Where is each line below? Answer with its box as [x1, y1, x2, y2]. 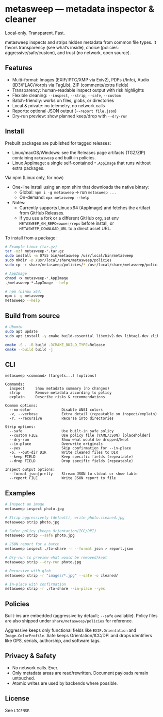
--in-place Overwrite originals [9, 442, 103, 446]
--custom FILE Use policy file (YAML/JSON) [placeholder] [9, 433, 151, 438]
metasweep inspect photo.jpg [5, 506, 64, 511]
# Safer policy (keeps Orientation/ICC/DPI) [5, 528, 97, 533]
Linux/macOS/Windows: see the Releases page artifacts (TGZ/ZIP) [12, 150, 146, 155]
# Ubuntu [5, 325, 23, 329]
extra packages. [12, 165, 45, 171]
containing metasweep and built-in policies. [12, 155, 96, 160]
